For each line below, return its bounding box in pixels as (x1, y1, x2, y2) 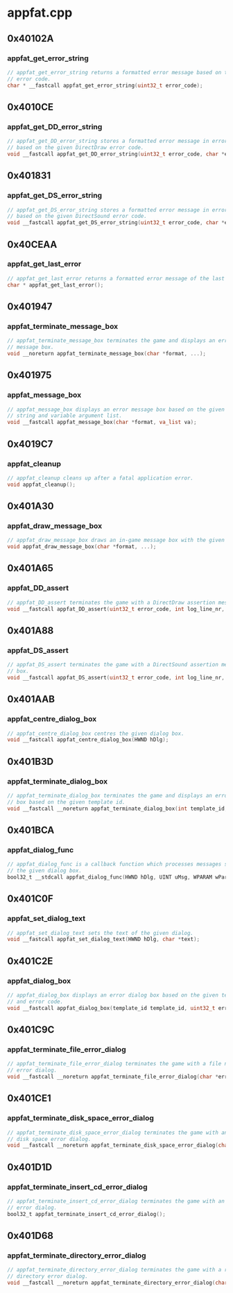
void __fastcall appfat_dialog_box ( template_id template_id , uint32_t (7, 1004, 216, 1011)
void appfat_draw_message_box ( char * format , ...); (7, 543, 157, 550)
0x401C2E (7, 955, 53, 967)
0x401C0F (7, 893, 53, 905)
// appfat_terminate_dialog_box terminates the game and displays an (7, 792, 213, 799)
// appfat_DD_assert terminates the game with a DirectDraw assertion (7, 599, 216, 606)
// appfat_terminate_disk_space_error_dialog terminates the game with (7, 1129, 218, 1136)
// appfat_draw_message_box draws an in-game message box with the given (7, 536, 225, 544)
